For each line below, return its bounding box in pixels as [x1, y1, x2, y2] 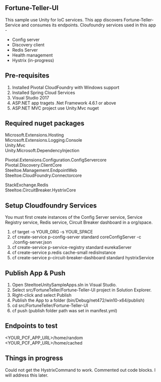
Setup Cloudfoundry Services [5, 201, 97, 210]
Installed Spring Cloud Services [12, 90, 75, 95]
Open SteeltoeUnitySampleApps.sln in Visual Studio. [12, 282, 117, 288]
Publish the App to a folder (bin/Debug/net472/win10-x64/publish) [12, 297, 145, 304]
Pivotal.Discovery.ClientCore [5, 162, 62, 168]
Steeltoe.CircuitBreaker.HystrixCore [5, 187, 76, 193]
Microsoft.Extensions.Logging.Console [5, 137, 82, 143]
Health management [12, 52, 53, 58]
